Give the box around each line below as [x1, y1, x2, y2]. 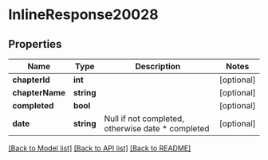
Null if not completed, [104, 113, 185, 124]
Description [135, 61, 181, 72]
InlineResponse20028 [8, 6, 159, 24]
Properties [8, 37, 62, 51]
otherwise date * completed [104, 123, 210, 134]
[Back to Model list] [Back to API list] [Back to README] [8, 143, 191, 153]
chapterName [12, 88, 66, 98]
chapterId [12, 74, 50, 85]
